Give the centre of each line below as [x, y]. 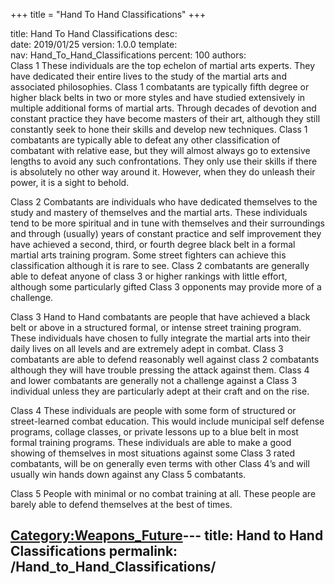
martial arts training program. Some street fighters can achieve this [148, 255]
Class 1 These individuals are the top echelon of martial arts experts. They [163, 65]
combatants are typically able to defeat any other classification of [145, 140]
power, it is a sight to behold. [70, 182]
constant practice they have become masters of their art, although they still [165, 118]
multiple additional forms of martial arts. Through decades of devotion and [163, 108]
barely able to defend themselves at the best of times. [121, 504]
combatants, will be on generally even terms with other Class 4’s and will [160, 463]
